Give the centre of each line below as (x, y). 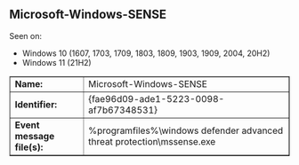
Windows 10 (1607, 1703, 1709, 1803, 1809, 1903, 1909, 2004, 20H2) (146, 53)
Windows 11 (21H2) (57, 62)
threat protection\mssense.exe (152, 141)
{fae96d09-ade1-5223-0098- (156, 98)
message (35, 136)
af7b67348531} (123, 110)
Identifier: (36, 104)
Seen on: (26, 35)
